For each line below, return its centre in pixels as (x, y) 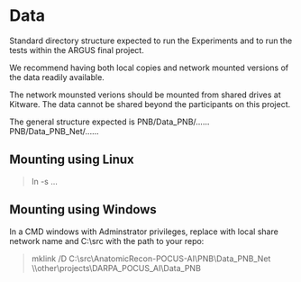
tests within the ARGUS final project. (77, 50)
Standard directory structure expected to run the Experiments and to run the (151, 41)
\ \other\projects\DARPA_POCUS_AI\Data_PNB (116, 268)
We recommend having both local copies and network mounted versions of (149, 68)
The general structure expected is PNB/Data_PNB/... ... (109, 122)
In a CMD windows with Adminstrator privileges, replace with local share (144, 232)
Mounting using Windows (83, 209)
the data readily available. (57, 77)
